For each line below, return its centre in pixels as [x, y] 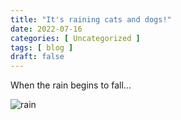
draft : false [37, 57]
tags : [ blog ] [42, 47]
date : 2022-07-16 [46, 29]
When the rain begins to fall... [71, 85]
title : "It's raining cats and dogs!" [91, 19]
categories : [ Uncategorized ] [75, 38]
